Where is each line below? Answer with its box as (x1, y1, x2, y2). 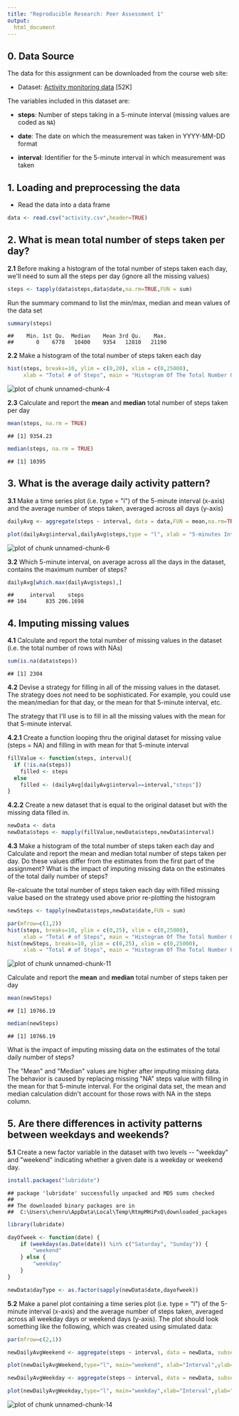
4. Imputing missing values (7, 617, 129, 629)
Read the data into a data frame (17, 200, 110, 209)
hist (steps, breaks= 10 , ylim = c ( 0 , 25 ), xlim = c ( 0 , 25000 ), (7, 927, 190, 934)
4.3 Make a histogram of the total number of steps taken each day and (7, 842, 215, 850)
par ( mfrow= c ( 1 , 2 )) (7, 920, 62, 927)
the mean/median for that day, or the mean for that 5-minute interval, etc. (7, 698, 222, 707)
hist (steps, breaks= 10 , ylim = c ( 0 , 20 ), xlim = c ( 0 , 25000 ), (7, 365, 190, 372)
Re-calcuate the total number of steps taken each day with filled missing (7, 886, 220, 895)
